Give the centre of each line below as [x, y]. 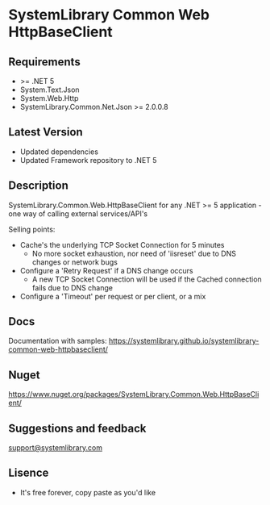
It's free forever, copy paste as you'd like [87, 492]
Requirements [44, 62]
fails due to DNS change [72, 287]
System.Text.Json [50, 90]
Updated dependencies [59, 152]
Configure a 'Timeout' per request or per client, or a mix [113, 296]
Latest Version [46, 132]
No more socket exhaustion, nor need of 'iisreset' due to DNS [134, 253]
